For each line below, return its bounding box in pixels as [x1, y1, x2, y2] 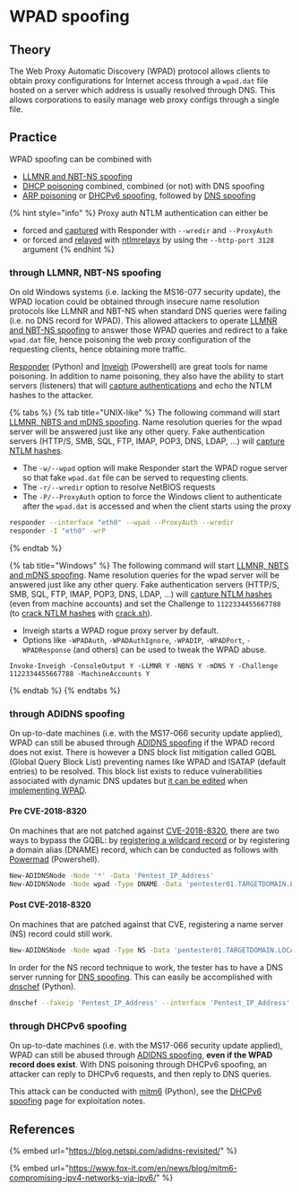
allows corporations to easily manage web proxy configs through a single [9, 94, 279, 105]
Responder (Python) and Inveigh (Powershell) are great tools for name [9, 361, 269, 372]
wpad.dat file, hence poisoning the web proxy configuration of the [9, 335, 252, 345]
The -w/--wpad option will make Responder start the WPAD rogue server [21, 463, 288, 474]
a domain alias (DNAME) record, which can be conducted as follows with [9, 845, 279, 856]
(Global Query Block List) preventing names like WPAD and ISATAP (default [9, 756, 287, 768]
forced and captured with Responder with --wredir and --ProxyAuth [21, 224, 273, 235]
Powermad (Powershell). [9, 854, 100, 865]
